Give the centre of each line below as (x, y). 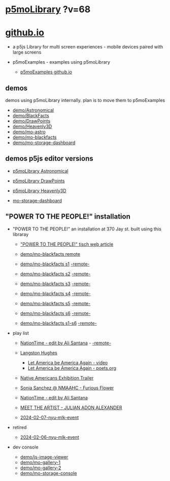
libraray (21, 234)
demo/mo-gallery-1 (40, 462)
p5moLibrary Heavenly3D (40, 191)
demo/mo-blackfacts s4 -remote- (55, 293)
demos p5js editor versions (49, 159)
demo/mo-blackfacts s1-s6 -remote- (59, 323)
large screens (27, 52)
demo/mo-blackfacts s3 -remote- (55, 283)
